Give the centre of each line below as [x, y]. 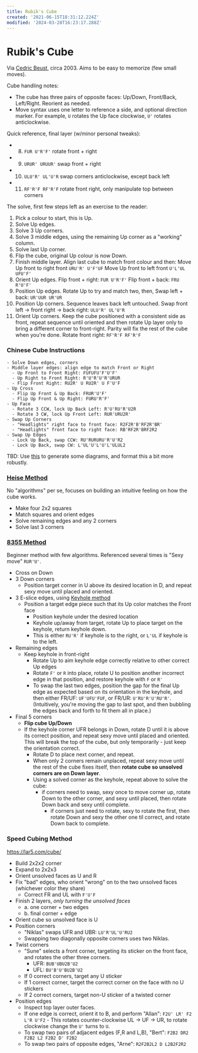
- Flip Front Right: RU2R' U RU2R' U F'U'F [66, 383]
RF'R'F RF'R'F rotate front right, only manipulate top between [98, 189]
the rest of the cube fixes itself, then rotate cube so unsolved [108, 767]
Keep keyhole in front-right [57, 654]
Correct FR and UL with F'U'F [60, 894]
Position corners [35, 926]
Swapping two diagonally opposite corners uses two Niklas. [97, 938]
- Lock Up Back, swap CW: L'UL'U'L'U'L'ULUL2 [69, 445]
